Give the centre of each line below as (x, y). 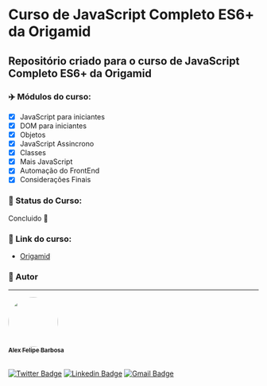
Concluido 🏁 (29, 218)
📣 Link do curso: (40, 239)
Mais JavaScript (46, 162)
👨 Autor (23, 276)
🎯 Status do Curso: (45, 201)
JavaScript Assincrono (57, 144)
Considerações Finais (55, 180)
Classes (33, 153)
